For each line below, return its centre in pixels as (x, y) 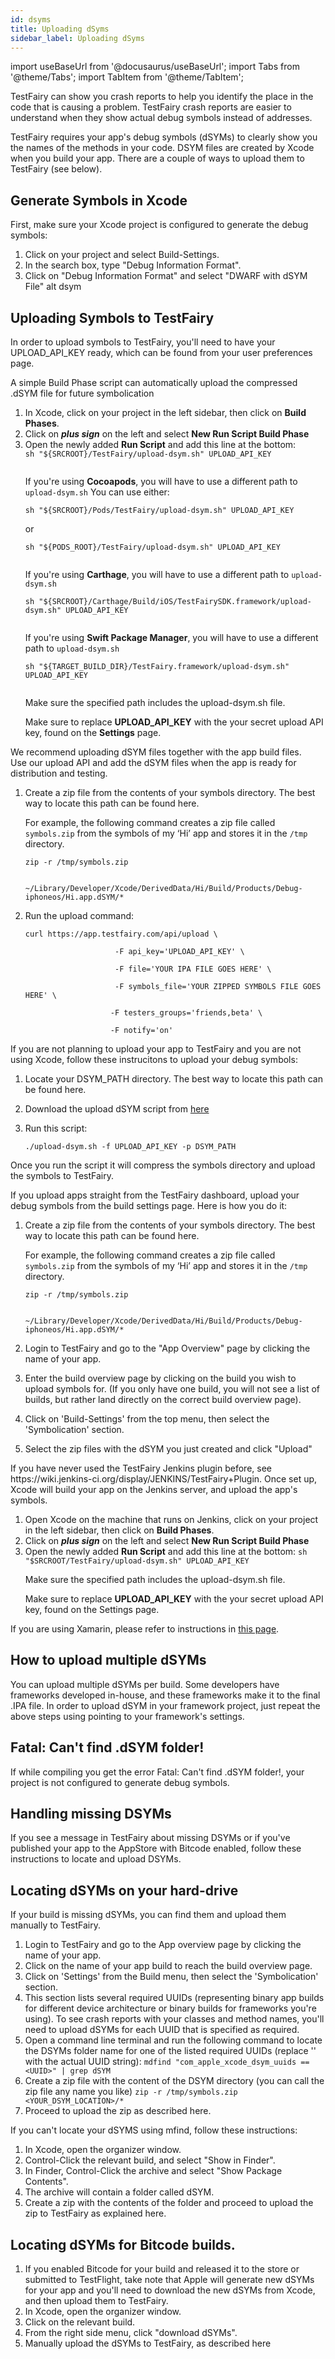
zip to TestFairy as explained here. (95, 2213)
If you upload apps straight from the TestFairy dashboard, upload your (155, 1195)
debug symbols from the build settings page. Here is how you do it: (149, 1205)
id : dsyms (31, 19)
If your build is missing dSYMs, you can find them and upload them (148, 1915)
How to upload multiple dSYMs (108, 1660)
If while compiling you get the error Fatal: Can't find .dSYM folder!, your (157, 1772)
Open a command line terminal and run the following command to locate (173, 2040)
